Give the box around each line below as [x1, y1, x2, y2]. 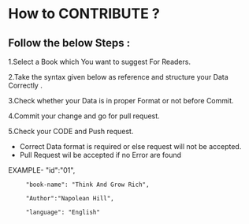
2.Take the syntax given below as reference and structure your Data [8, 73, 229, 81]
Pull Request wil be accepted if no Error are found [19, 151, 182, 159]
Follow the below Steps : [8, 36, 131, 50]
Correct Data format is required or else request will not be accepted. [19, 142, 242, 151]
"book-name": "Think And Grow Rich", [25, 181, 150, 189]
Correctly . [8, 80, 43, 90]
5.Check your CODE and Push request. [8, 127, 134, 136]
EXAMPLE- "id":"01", [8, 166, 76, 174]
